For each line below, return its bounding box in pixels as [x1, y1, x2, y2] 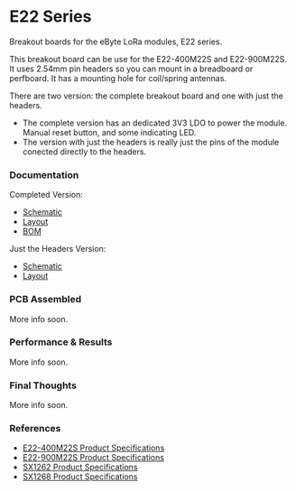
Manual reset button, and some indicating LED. [22, 126, 197, 137]
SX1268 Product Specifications [22, 471, 138, 482]
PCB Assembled [9, 293, 82, 306]
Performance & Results [9, 336, 113, 348]
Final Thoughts [9, 379, 77, 392]
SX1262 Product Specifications [22, 462, 138, 473]
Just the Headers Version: [9, 244, 106, 255]
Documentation [9, 169, 79, 181]
